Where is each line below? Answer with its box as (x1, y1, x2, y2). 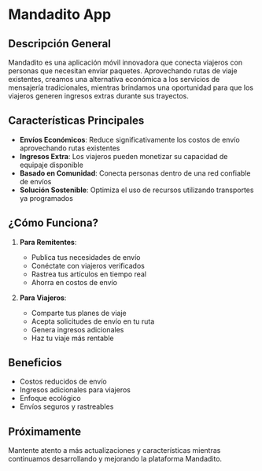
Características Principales (8, 114, 145, 128)
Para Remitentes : (19, 237, 77, 247)
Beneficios (8, 356, 62, 369)
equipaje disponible (19, 160, 84, 169)
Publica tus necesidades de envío (31, 252, 141, 261)
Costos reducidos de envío (19, 376, 108, 387)
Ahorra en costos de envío (31, 277, 118, 287)
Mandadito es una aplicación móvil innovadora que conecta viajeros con (8, 57, 243, 67)
